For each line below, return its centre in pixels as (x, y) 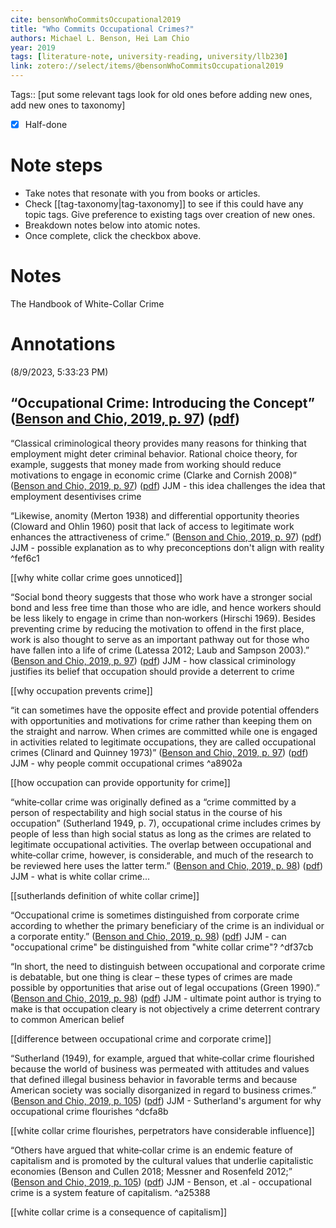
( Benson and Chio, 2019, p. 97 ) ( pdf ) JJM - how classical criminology (153, 660)
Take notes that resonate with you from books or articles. (142, 193)
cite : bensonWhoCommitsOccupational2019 (96, 19)
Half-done (46, 124)
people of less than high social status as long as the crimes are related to (161, 833)
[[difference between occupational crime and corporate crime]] (141, 1038)
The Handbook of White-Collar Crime (87, 303)
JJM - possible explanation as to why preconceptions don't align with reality (167, 547)
